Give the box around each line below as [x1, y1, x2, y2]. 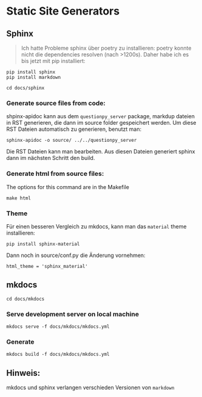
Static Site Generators [6, 4, 120, 18]
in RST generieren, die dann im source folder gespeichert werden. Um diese [6, 119, 197, 127]
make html [6, 195, 32, 201]
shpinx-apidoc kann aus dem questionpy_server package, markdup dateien [6, 113, 195, 120]
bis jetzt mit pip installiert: [21, 58, 86, 64]
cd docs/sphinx [6, 85, 45, 91]
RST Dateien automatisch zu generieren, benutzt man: [6, 125, 141, 133]
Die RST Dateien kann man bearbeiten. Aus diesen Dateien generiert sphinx [6, 148, 195, 155]
